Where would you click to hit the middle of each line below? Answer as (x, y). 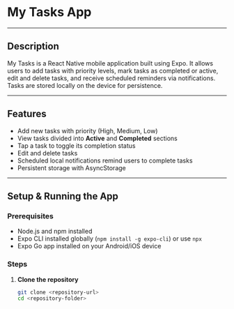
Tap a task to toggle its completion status (76, 145)
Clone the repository (48, 279)
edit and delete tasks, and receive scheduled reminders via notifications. (111, 78)
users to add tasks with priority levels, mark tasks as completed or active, (113, 70)
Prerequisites (30, 216)
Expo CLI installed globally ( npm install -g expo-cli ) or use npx (109, 239)
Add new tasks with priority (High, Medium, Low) (87, 130)
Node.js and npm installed (55, 232)
